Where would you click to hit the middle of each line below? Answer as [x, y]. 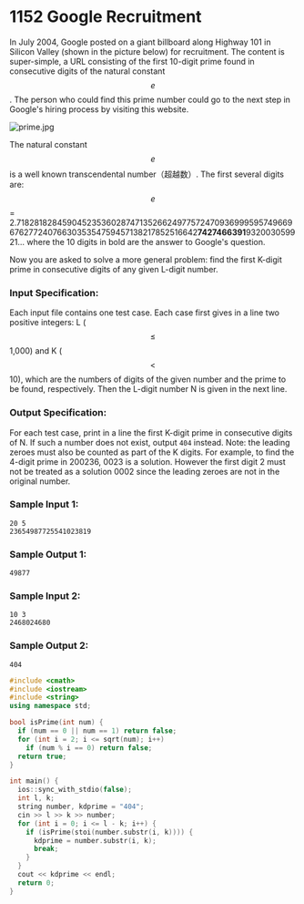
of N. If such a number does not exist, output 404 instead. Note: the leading [150, 442]
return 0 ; [36, 883]
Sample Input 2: [45, 596]
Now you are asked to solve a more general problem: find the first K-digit [146, 259]
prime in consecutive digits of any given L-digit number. [114, 269]
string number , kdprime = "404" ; [81, 807]
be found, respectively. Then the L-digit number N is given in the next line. [148, 389]
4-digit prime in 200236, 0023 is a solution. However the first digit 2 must [147, 461]
